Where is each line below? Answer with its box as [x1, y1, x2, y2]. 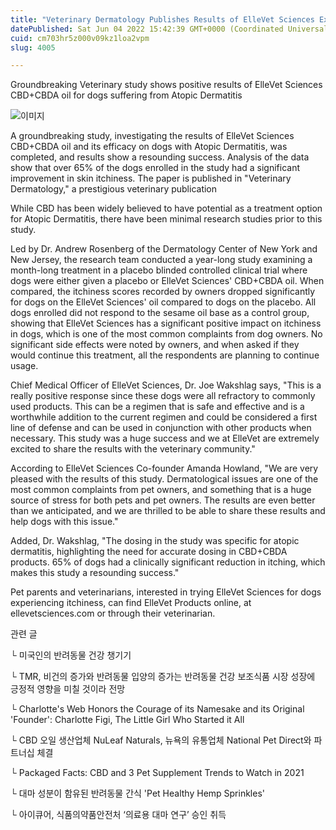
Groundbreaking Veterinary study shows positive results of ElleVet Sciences [10, 79, 323, 91]
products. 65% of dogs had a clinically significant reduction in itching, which [10, 556, 326, 568]
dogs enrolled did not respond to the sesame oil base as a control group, [10, 307, 310, 319]
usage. [10, 360, 39, 372]
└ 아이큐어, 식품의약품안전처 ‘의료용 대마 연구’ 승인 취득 [10, 809, 227, 821]
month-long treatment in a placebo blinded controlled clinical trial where [10, 264, 308, 276]
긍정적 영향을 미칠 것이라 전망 [10, 683, 126, 695]
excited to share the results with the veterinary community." [10, 443, 256, 455]
